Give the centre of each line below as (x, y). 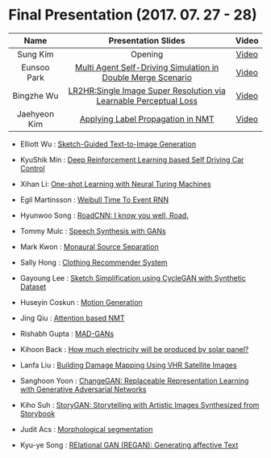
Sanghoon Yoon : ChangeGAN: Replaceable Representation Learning (134, 380)
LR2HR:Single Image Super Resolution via (147, 91)
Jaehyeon (35, 113)
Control (33, 168)
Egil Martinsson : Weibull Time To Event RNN (94, 199)
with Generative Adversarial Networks (83, 389)
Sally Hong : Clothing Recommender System (94, 262)
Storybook (38, 413)
